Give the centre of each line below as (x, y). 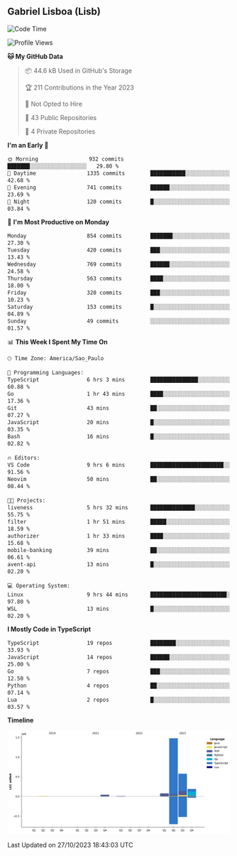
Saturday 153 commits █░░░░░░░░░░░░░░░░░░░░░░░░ (119, 307)
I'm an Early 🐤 (28, 145)
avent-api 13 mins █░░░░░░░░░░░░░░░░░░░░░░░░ (119, 564)
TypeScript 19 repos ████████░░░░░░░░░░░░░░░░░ (119, 643)
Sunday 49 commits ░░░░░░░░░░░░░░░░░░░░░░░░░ (119, 321)
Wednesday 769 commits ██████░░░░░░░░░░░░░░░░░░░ (119, 264)
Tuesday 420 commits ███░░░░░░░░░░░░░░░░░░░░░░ (119, 250)
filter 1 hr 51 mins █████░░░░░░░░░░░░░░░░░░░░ (119, 521)
